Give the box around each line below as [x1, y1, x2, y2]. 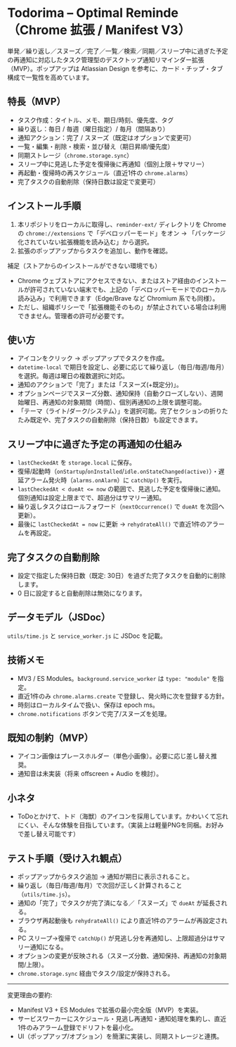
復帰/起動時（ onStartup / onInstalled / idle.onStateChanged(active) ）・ [17, 467, 219, 476]
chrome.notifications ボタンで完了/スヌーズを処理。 [17, 709, 171, 717]
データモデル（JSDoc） [7, 611, 111, 624]
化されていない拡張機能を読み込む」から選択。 [17, 237, 153, 246]
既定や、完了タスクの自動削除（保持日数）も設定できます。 [29, 415, 202, 424]
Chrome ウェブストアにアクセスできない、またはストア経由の [17, 276, 197, 284]
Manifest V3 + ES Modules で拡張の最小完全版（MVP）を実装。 [17, 1005, 202, 1015]
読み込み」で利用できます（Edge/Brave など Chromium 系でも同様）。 [17, 294, 219, 302]
